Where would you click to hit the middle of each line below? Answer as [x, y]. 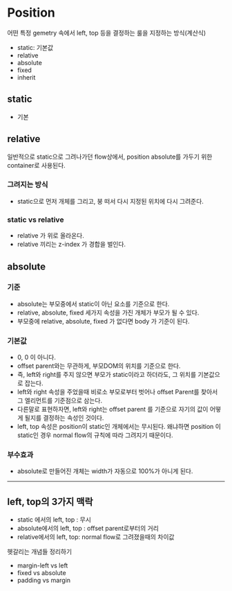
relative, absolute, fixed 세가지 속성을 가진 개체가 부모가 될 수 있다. [108, 312]
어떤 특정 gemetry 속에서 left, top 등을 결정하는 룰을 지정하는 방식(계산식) [107, 33]
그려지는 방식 [28, 185]
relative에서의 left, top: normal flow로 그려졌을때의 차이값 [96, 537]
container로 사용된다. [36, 165]
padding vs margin [44, 581]
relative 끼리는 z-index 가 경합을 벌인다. [71, 245]
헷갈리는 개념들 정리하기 [40, 552]
